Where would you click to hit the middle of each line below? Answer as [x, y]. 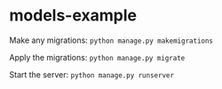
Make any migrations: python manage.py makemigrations [111, 40]
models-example [73, 16]
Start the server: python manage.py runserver [92, 74]
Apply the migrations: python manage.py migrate [97, 57]
